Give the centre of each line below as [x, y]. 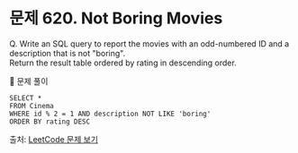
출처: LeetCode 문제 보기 [54, 139]
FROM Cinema [32, 106]
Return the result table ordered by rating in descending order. [123, 63]
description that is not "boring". [68, 53]
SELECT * [26, 98]
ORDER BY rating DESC [50, 122]
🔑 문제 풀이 [29, 81]
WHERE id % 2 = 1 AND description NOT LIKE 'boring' [110, 114]
